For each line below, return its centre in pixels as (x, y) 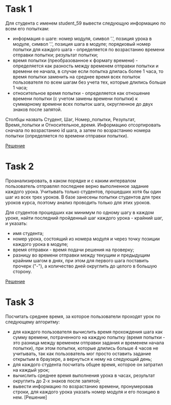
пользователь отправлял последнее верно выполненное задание (77, 186)
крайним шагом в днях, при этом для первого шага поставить (81, 260)
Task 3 (20, 302)
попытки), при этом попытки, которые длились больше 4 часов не (85, 348)
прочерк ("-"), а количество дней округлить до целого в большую (85, 266)
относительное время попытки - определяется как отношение (81, 93)
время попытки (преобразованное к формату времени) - (75, 60)
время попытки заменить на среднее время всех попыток (77, 76)
